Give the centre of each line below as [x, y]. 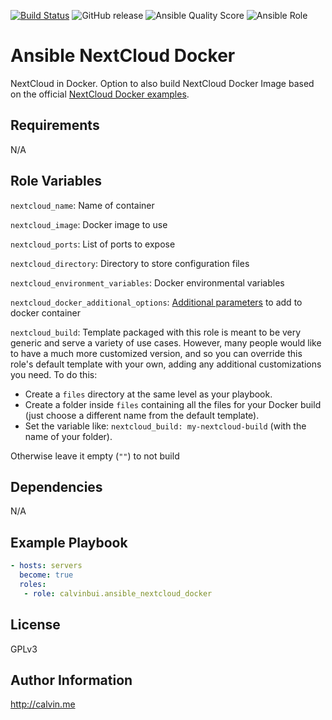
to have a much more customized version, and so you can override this [156, 353]
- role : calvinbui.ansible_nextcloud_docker [118, 593]
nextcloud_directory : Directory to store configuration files [130, 263]
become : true [46, 575]
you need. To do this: [54, 374]
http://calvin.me [43, 704]
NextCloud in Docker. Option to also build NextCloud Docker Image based [162, 83]
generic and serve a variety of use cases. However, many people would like [166, 342]
